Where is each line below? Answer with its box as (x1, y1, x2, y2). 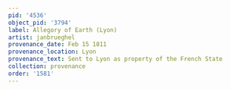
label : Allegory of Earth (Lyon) (8, 26, 118, 34)
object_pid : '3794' (8, 19, 72, 27)
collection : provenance (8, 63, 86, 70)
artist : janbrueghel (8, 33, 76, 41)
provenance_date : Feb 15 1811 (8, 41, 108, 49)
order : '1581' (8, 70, 55, 77)
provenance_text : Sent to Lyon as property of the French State (8, 56, 223, 63)
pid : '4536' (8, 11, 47, 20)
